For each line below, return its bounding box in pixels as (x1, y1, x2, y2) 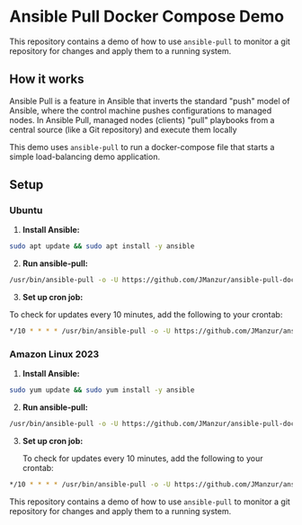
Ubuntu (9, 204, 43, 217)
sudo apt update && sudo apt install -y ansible (9, 242, 195, 251)
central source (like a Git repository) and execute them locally (9, 124, 237, 135)
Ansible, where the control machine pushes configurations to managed (9, 105, 272, 116)
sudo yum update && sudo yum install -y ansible (9, 386, 195, 395)
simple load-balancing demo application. (9, 151, 160, 162)
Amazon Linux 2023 (9, 348, 100, 360)
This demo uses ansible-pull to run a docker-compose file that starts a (9, 141, 275, 152)
